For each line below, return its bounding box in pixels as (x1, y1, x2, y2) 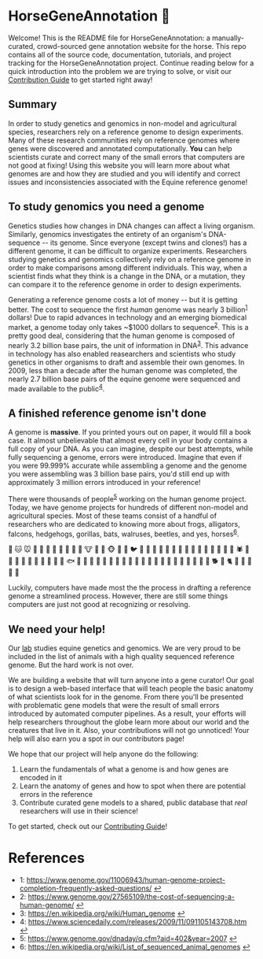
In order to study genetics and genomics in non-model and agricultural (8, 118, 237, 128)
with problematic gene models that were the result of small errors (8, 701, 220, 710)
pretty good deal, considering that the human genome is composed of (8, 331, 236, 340)
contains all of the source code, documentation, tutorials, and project (8, 50, 232, 59)
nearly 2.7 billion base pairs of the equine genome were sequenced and (8, 374, 241, 383)
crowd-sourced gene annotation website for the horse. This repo (36, 41, 247, 50)
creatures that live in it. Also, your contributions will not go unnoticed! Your (8, 726, 250, 735)
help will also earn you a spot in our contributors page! (8, 734, 184, 743)
